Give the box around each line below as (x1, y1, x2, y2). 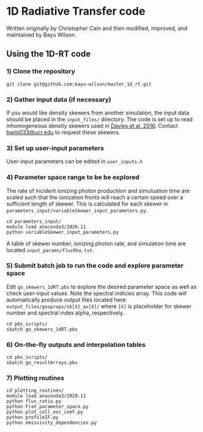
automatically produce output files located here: (6, 296, 127, 304)
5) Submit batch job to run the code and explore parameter (6, 261, 184, 270)
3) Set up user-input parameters (6, 144, 105, 152)
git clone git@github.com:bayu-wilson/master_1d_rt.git (6, 81, 152, 87)
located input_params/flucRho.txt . (6, 246, 94, 253)
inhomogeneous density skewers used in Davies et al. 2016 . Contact (6, 122, 179, 129)
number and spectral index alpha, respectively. (6, 309, 124, 316)
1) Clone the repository (6, 67, 75, 76)
